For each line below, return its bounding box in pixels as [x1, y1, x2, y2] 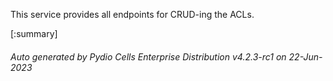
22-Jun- [288, 50, 323, 63]
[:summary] [10, 28, 58, 39]
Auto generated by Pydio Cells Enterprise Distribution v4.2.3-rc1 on [10, 50, 287, 63]
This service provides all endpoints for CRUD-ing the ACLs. [10, 9, 255, 20]
